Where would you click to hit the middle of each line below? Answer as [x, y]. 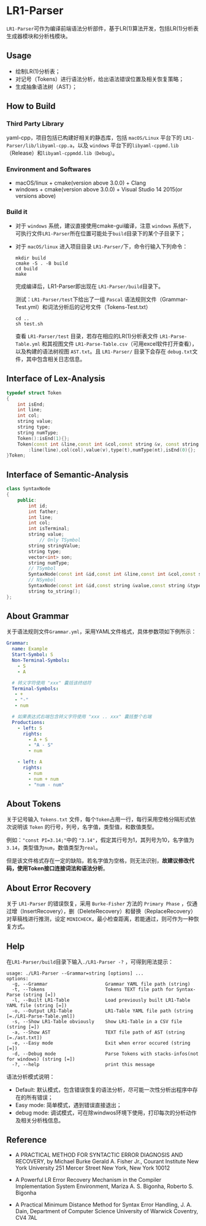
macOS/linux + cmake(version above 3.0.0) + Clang [80, 183]
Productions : [29, 722]
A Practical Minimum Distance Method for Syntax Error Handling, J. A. [103, 1205]
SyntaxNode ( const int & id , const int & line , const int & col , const [112, 574]
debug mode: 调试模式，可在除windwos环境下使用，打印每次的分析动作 [106, 1113]
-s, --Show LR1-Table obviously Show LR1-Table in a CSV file [97, 1022]
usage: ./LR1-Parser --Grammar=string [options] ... [75, 973]
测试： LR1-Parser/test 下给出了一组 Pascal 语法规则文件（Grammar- [101, 299]
